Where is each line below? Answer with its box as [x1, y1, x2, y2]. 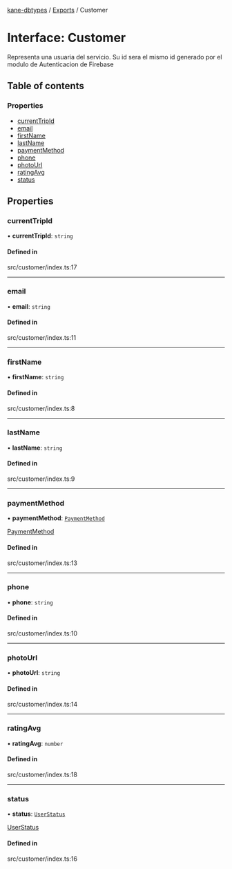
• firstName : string [7, 373, 64, 381]
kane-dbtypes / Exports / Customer [7, 6, 108, 14]
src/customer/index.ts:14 [7, 700, 78, 708]
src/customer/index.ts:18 [7, 770, 78, 779]
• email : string [7, 302, 50, 310]
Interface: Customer [7, 30, 126, 46]
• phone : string [7, 598, 53, 607]
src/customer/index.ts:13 [7, 559, 78, 567]
